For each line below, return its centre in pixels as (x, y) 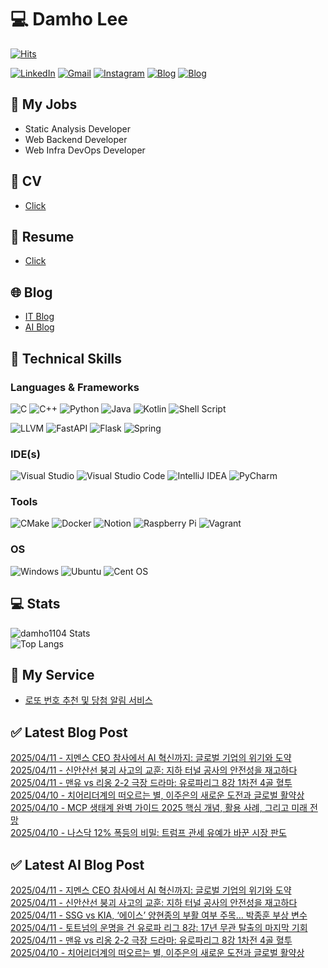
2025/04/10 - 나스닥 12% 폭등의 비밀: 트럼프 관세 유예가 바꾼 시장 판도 (148, 833)
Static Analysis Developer (77, 128)
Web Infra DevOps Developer (85, 150)
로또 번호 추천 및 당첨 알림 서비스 (88, 700)
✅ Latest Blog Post (69, 732)
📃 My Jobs (44, 104)
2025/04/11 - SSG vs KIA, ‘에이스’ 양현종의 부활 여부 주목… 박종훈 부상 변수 (159, 915)
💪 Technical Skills (66, 358)
